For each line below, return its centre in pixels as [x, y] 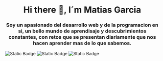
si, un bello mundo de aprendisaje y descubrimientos [82, 31]
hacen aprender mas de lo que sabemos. [82, 43]
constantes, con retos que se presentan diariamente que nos [82, 37]
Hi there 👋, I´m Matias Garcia [82, 10]
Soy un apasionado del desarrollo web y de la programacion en [82, 25]
